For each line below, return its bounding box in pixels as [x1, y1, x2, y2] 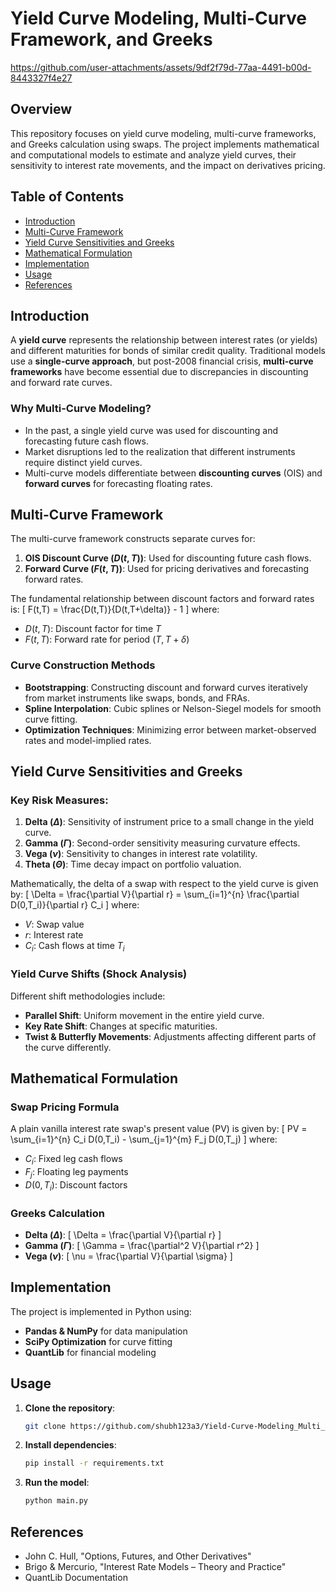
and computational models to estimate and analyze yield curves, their [10, 148, 297, 161]
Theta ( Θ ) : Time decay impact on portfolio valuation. [24, 858, 242, 871]
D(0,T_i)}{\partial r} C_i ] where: [10, 899, 140, 911]
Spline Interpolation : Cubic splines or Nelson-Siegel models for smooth [24, 702, 322, 714]
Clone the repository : [24, 1402, 116, 1414]
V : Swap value [24, 918, 85, 931]
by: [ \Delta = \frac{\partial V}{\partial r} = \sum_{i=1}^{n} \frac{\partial [10, 888, 300, 901]
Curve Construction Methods [10, 658, 156, 672]
